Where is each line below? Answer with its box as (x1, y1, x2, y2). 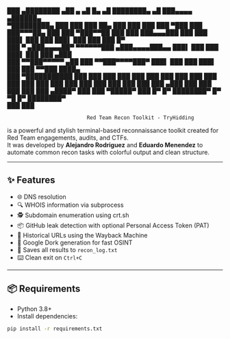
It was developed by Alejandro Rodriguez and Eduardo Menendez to (7, 141, 203, 149)
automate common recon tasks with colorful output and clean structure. (7, 148, 210, 156)
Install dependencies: (16, 312, 78, 320)
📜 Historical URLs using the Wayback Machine (16, 231, 149, 239)
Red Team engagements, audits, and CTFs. (7, 134, 129, 142)
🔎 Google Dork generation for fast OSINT (16, 238, 133, 247)
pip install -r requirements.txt (7, 325, 103, 332)
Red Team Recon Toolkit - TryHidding (86, 114, 194, 121)
